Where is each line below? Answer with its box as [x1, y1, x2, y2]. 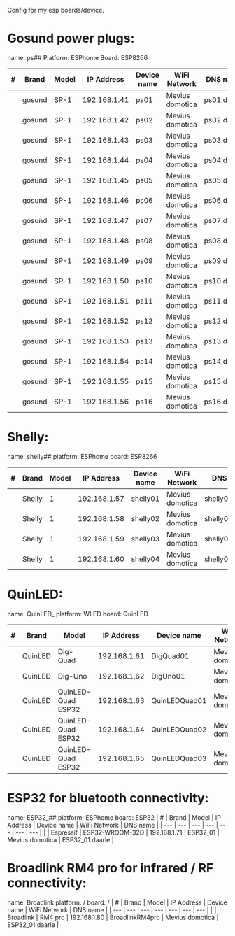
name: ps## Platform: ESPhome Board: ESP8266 [7, 53, 148, 62]
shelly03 [131, 534, 160, 544]
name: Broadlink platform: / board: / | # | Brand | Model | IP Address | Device [7, 898, 227, 907]
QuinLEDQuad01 [151, 695, 207, 705]
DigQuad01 [151, 651, 190, 660]
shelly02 [131, 513, 160, 523]
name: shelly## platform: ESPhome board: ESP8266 [7, 452, 157, 460]
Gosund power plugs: [7, 31, 135, 46]
